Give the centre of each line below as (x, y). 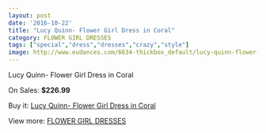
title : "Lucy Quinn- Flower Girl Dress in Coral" (92, 30)
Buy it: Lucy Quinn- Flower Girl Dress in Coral (82, 105)
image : (19, 52)
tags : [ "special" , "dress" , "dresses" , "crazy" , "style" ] (99, 45)
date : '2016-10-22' (40, 23)
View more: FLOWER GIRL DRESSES (67, 121)
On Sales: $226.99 (39, 90)
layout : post (30, 15)
